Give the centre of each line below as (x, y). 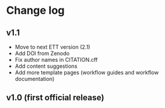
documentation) (34, 79)
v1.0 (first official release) (55, 97)
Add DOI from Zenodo (42, 53)
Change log (35, 10)
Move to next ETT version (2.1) (52, 47)
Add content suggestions (46, 66)
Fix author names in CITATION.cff (56, 60)
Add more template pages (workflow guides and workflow (87, 72)
